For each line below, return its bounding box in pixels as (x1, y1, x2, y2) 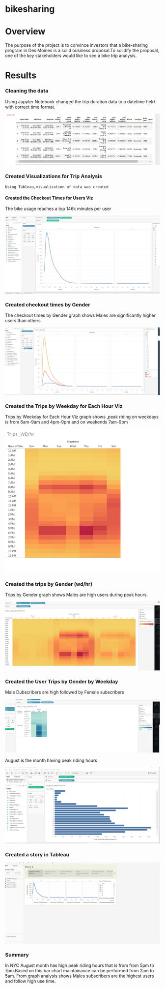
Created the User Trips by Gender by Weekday (5, 678, 118, 685)
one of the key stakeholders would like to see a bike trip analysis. (5, 53, 137, 59)
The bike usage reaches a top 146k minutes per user (5, 206, 111, 212)
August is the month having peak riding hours (5, 757, 97, 763)
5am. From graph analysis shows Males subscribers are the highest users (5, 973, 154, 979)
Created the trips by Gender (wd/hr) (5, 580, 92, 587)
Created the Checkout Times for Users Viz (5, 195, 93, 201)
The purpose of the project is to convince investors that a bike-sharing (5, 42, 148, 48)
